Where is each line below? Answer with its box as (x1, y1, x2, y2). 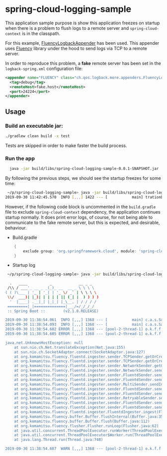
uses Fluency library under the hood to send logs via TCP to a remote (5, 45, 148, 51)
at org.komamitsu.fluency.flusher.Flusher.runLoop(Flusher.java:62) (14, 423, 159, 428)
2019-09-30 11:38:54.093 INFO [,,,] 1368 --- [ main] (5, 322, 143, 327)
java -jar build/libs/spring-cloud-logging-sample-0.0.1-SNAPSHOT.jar (9, 166, 159, 171)
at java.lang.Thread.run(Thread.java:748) (14, 437, 103, 443)
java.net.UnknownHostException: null (5, 340, 83, 345)
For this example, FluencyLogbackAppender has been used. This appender (5, 40, 160, 46)
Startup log (12, 262, 36, 268)
